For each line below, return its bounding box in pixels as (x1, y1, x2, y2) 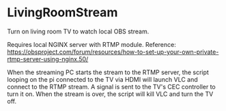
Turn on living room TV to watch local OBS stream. (7, 27, 150, 35)
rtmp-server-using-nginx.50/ (7, 54, 89, 63)
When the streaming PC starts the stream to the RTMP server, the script (7, 68, 210, 76)
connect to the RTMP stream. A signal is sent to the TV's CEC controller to (7, 82, 216, 91)
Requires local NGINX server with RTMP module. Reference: (7, 40, 176, 48)
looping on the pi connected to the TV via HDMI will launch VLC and (7, 75, 198, 83)
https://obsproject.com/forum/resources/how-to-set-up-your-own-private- (7, 48, 219, 56)
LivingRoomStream (7, 5, 118, 20)
